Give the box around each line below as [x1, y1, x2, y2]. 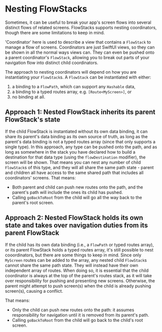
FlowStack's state [5, 115, 60, 124]
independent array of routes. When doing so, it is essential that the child [5, 268, 149, 273]
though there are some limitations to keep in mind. [5, 30, 105, 35]
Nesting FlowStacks [5, 3, 88, 15]
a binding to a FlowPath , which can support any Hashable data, [12, 83, 136, 89]
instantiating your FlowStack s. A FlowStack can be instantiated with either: [5, 74, 151, 80]
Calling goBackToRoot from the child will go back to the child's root [12, 317, 144, 323]
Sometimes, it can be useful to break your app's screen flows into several [5, 19, 151, 25]
